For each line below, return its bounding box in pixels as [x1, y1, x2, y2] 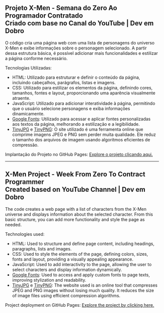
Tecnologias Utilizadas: [5, 65, 52, 70]
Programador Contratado [5, 12, 83, 20]
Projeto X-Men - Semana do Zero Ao [5, 4, 117, 12]
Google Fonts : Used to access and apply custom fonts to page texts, [12, 271, 150, 278]
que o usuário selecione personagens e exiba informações [12, 105, 130, 112]
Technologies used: [5, 231, 45, 237]
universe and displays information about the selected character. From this [5, 211, 153, 217]
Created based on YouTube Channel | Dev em [5, 185, 145, 194]
